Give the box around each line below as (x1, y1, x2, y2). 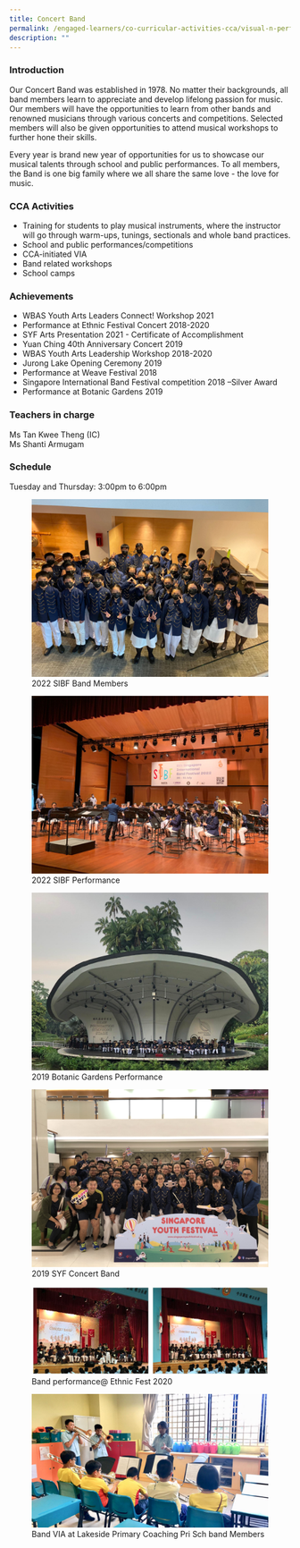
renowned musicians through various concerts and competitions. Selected (9, 113, 283, 123)
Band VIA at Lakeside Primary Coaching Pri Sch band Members (31, 1528, 265, 1539)
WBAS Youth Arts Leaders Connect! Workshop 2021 (21, 310, 214, 321)
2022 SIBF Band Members (31, 678, 129, 689)
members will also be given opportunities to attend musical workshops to (9, 122, 279, 133)
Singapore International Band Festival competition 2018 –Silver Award (21, 376, 279, 388)
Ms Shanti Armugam (9, 438, 85, 449)
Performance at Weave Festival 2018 (21, 368, 158, 378)
